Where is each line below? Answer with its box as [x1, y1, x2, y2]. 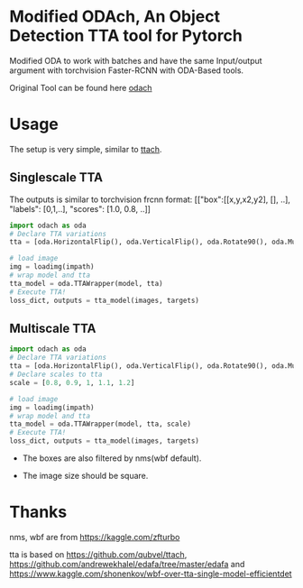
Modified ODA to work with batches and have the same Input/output [9, 55, 263, 66]
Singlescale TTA [9, 170, 104, 186]
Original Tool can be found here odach [9, 82, 152, 93]
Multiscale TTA [9, 320, 96, 335]
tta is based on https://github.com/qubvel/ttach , [9, 548, 188, 560]
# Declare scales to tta [9, 370, 103, 379]
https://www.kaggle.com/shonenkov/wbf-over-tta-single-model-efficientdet [9, 568, 292, 579]
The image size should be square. [22, 471, 149, 481]
